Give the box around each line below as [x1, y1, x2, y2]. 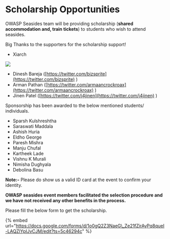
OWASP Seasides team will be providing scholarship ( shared [5, 20, 134, 27]
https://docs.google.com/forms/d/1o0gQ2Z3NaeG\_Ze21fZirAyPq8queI [15, 223, 165, 229]
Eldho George [12, 134, 42, 140]
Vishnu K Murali [12, 156, 46, 162]
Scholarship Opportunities [5, 4, 120, 15]
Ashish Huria [12, 128, 40, 135]
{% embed [5, 217, 28, 223]
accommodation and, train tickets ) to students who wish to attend [5, 26, 146, 32]
